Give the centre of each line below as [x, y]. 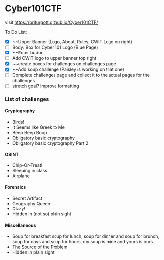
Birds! [18, 122]
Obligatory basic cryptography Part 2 [50, 143]
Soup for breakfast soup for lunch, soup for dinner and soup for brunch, [86, 236]
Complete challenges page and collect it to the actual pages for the [81, 75]
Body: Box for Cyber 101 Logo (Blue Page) [55, 47]
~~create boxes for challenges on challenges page [64, 64]
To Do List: [16, 32]
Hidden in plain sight [33, 252]
